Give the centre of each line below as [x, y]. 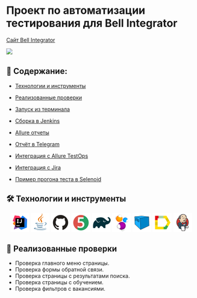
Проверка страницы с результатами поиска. [72, 276]
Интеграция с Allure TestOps [52, 156]
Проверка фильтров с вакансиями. [60, 289]
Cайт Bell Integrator [31, 40]
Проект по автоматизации [76, 11]
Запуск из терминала [42, 109]
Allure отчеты [32, 132]
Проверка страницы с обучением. [59, 282]
